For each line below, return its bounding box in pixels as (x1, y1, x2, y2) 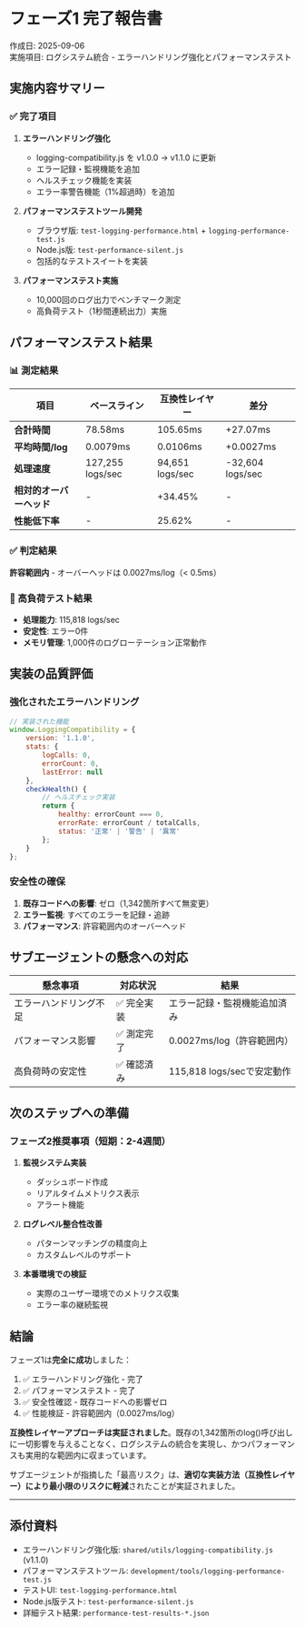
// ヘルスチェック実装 (42, 793, 115, 802)
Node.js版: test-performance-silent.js (35, 244, 184, 255)
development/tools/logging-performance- (130, 1566, 286, 1576)
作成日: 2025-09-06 (9, 40, 85, 51)
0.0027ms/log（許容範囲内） (168, 1034, 294, 1047)
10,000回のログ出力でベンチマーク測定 (35, 294, 182, 305)
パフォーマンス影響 (14, 1034, 96, 1047)
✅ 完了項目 (9, 110, 57, 123)
